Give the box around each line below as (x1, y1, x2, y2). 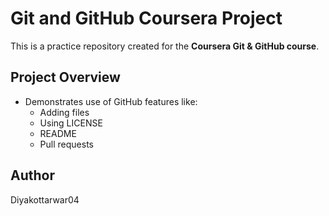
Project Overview (10, 69, 121, 86)
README (39, 127, 77, 139)
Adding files (39, 106, 90, 118)
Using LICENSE (39, 117, 103, 129)
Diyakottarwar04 (10, 193, 80, 206)
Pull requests (39, 138, 94, 150)
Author (10, 167, 55, 184)
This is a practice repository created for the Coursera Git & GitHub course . (10, 40, 320, 52)
